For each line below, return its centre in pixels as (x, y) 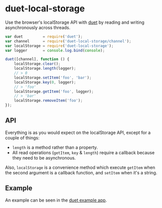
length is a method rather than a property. (55, 147)
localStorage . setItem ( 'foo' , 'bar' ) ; (53, 78)
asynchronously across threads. (38, 27)
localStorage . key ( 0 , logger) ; (45, 82)
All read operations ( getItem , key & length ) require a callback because (83, 152)
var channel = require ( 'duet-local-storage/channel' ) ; (68, 41)
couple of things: (22, 138)
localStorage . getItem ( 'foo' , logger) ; (54, 91)
